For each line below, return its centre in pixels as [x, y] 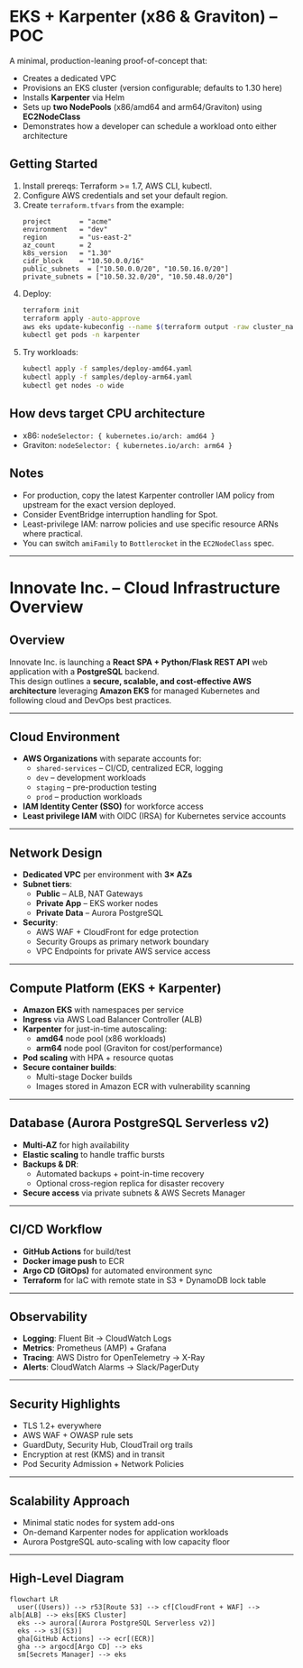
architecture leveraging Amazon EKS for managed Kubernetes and [134, 691]
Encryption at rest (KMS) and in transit [93, 1454]
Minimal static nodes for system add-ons [98, 1522]
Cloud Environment [64, 737]
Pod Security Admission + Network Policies [103, 1464]
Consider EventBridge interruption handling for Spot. [120, 514]
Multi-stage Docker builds [84, 1077]
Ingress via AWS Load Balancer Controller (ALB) [112, 1019]
